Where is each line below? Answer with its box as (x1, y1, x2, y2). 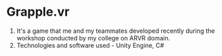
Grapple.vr (6, 4, 70, 20)
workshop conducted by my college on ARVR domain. (16, 33, 171, 42)
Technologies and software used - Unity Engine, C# (16, 41, 165, 49)
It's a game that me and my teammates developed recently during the (16, 27, 215, 35)
